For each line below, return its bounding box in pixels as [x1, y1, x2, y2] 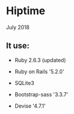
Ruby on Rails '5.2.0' [14, 68, 65, 75]
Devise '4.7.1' [14, 102, 46, 109]
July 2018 [6, 24, 30, 31]
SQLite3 [14, 79, 35, 86]
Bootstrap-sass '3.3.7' [14, 90, 69, 98]
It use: [6, 41, 30, 51]
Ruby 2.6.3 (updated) [14, 56, 66, 63]
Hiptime [6, 4, 46, 18]
